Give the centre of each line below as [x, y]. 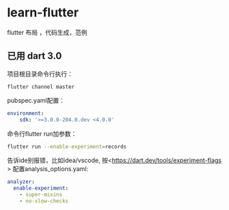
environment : [26, 113]
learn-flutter [43, 13]
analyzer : [21, 182]
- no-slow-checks [44, 201]
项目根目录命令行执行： [40, 74]
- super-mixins [41, 195]
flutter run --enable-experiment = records [67, 146]
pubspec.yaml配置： [36, 100]
